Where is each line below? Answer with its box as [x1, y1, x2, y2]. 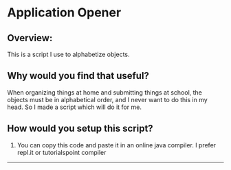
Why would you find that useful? [7, 70, 150, 82]
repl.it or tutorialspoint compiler [16, 148, 107, 156]
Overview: [7, 32, 53, 44]
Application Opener [7, 5, 122, 21]
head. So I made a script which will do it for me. [7, 103, 142, 111]
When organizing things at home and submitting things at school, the [7, 88, 203, 97]
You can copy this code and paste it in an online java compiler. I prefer [16, 141, 217, 149]
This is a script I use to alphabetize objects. [7, 50, 130, 58]
